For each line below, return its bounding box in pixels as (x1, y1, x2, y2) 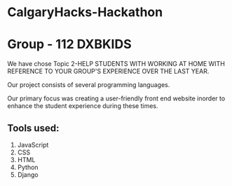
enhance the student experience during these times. (7, 102, 158, 110)
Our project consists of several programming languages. (7, 81, 170, 89)
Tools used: (7, 122, 60, 134)
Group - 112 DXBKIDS (7, 36, 132, 53)
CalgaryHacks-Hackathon (7, 4, 163, 20)
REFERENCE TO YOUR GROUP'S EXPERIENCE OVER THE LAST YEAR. (7, 67, 210, 76)
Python (17, 163, 39, 171)
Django (17, 170, 39, 179)
